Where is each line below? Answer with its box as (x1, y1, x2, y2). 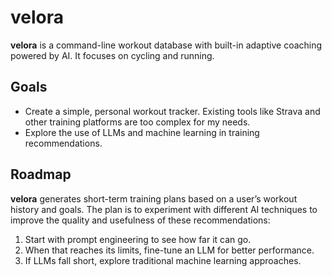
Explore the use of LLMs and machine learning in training (24, 126, 260, 138)
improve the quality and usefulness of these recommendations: (10, 214, 271, 226)
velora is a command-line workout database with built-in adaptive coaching (10, 39, 323, 51)
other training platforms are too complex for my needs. (24, 116, 251, 128)
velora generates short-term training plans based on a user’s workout (10, 192, 298, 205)
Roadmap (10, 166, 72, 183)
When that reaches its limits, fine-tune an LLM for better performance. (24, 244, 315, 256)
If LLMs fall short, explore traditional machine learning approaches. (24, 254, 302, 266)
